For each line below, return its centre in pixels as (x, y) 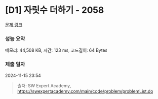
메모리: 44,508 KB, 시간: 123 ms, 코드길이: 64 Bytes (56, 50)
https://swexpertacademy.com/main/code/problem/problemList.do (85, 91)
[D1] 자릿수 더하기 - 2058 (55, 10)
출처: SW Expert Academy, (44, 85)
